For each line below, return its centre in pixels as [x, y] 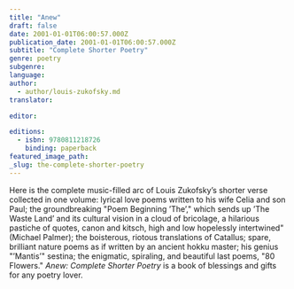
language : [27, 75]
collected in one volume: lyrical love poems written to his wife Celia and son [147, 199]
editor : [23, 116]
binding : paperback [61, 148]
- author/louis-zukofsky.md [69, 91]
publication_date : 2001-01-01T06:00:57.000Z [93, 42]
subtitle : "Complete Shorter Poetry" [79, 51]
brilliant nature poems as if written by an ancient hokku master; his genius [144, 246]
